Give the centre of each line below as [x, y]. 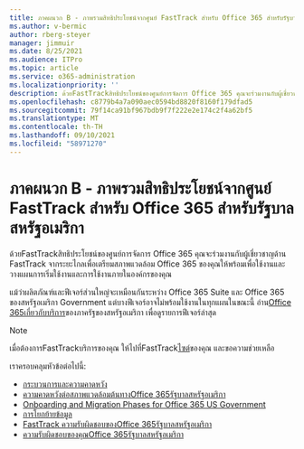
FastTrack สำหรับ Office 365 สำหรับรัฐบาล [152, 208]
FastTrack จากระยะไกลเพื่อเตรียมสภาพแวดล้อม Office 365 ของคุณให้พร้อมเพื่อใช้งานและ [147, 264]
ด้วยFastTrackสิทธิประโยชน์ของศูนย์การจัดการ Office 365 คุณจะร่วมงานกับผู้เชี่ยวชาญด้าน [148, 253]
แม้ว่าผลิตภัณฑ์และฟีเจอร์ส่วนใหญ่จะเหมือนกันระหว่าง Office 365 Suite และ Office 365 [147, 292]
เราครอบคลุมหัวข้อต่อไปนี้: [48, 366]
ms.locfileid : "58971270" [58, 144]
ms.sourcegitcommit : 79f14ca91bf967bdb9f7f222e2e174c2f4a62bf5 [131, 110]
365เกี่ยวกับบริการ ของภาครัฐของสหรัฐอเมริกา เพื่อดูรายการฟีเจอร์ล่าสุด [113, 312]
